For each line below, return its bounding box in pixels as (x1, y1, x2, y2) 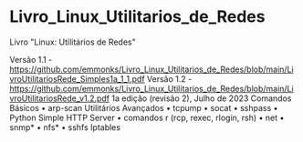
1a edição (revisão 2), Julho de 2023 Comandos (110, 93, 292, 104)
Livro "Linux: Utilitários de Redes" (9, 36, 137, 47)
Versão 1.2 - (146, 73, 193, 84)
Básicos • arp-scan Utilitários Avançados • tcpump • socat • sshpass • (9, 102, 278, 113)
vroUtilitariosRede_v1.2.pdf (9, 93, 110, 104)
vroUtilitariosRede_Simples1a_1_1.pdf (9, 73, 145, 84)
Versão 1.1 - (9, 54, 53, 65)
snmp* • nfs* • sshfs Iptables (9, 121, 121, 133)
